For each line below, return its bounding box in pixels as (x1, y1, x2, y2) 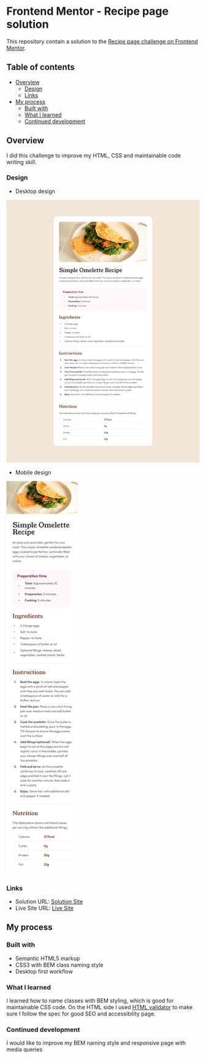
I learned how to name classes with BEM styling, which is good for (6, 997, 174, 1004)
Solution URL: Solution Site (15, 897, 83, 905)
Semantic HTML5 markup (15, 955, 80, 962)
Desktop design (15, 187, 55, 195)
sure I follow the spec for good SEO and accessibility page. (6, 1010, 156, 1017)
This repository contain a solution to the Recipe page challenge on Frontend (6, 37, 198, 45)
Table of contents (6, 62, 75, 73)
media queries (6, 1046, 43, 1053)
